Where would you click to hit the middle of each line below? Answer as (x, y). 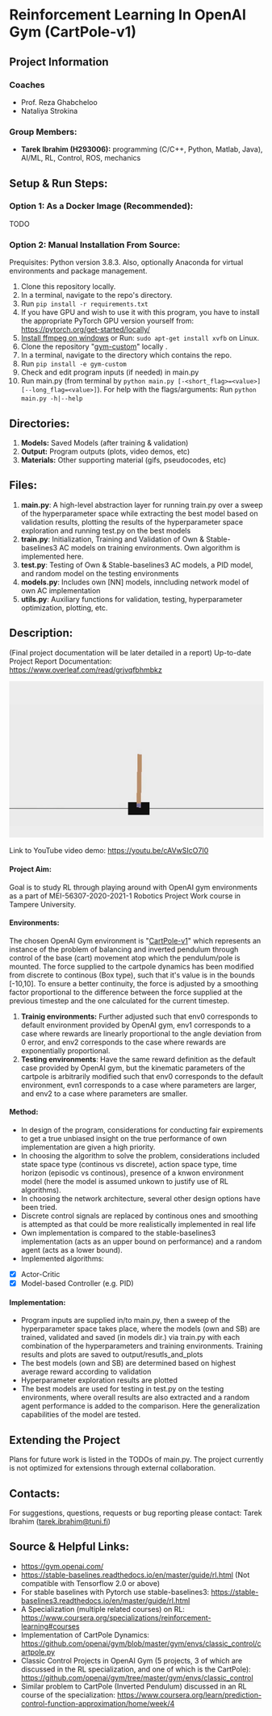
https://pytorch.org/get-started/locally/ (85, 329)
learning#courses (50, 1626)
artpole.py (38, 1651)
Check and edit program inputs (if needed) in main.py (110, 372)
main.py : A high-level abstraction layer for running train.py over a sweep (142, 504)
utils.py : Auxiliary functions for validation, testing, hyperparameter (132, 599)
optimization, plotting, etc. (64, 608)
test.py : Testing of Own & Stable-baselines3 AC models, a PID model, (137, 565)
